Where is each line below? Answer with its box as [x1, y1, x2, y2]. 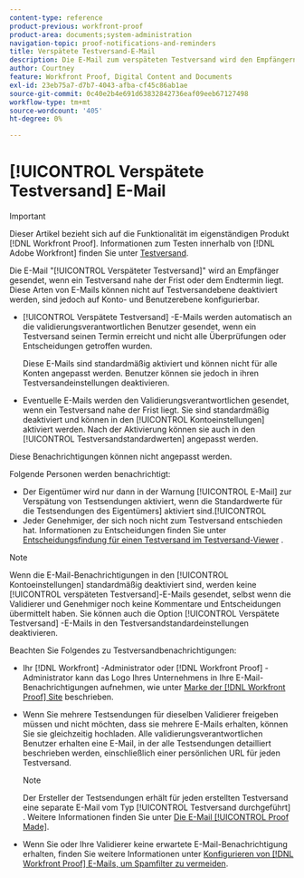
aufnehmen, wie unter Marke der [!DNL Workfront [100, 682, 286, 693]
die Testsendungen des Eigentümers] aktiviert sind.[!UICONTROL [22, 505, 267, 517]
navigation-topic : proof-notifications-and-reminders [9, 38, 217, 48]
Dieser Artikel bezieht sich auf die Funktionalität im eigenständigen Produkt [9, 229, 290, 239]
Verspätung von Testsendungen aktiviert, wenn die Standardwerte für [22, 496, 283, 507]
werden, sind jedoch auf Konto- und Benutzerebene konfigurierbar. [9, 294, 261, 305]
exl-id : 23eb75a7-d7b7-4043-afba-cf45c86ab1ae [9, 81, 188, 90]
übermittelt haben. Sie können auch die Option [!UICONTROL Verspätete [9, 609, 280, 619]
